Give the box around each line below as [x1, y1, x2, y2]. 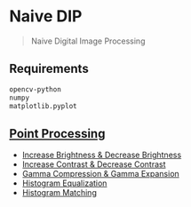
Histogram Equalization [21, 178, 107, 188]
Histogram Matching [21, 187, 98, 198]
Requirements [9, 61, 89, 76]
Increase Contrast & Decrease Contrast [21, 159, 166, 170]
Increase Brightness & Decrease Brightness [21, 149, 182, 161]
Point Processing [9, 126, 106, 141]
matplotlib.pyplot [9, 101, 77, 110]
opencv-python [9, 84, 62, 94]
